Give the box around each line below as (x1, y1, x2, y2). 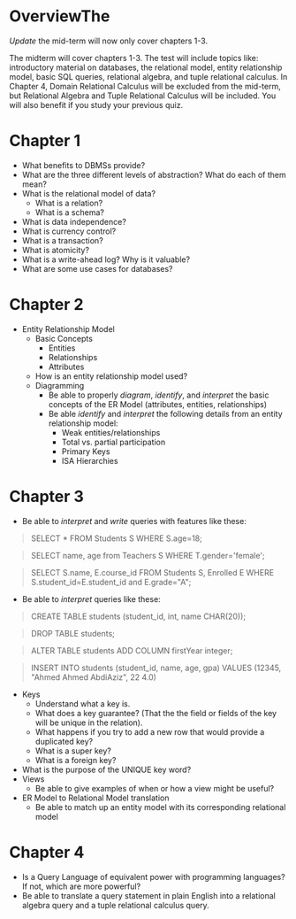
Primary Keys (61, 445, 110, 457)
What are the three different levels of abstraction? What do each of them (21, 169, 286, 180)
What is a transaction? (21, 235, 103, 245)
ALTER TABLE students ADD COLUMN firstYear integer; (30, 645, 233, 656)
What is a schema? (34, 206, 104, 218)
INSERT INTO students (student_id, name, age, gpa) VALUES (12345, (30, 662, 282, 673)
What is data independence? (21, 216, 126, 227)
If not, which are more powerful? (21, 881, 141, 892)
